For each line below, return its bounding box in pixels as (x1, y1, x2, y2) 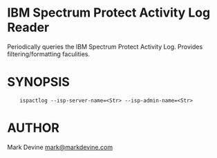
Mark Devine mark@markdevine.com (7, 143, 113, 151)
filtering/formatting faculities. (7, 50, 91, 58)
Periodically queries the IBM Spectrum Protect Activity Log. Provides (7, 42, 203, 51)
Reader (7, 19, 50, 35)
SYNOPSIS (7, 74, 70, 90)
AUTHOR (7, 120, 60, 136)
